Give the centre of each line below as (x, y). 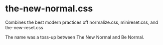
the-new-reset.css (24, 27)
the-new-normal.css (49, 9)
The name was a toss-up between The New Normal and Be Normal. (75, 37)
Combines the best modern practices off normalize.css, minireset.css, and (82, 22)
